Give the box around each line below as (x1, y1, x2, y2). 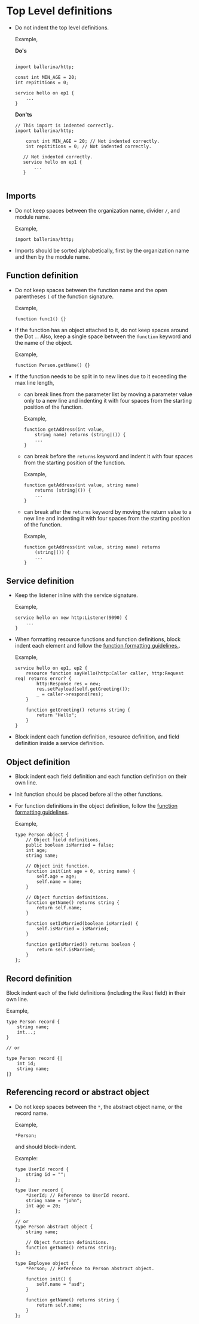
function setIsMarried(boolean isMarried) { (26, 921, 139, 927)
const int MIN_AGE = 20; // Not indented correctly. (26, 138, 160, 144)
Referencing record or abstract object (6, 1087, 149, 1098)
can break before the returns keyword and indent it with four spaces (23, 452, 193, 459)
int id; (17, 1061, 36, 1066)
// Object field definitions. (26, 837, 101, 843)
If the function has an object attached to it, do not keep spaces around (14, 326, 189, 333)
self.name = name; (36, 879, 82, 885)
